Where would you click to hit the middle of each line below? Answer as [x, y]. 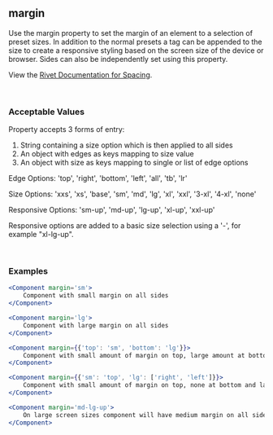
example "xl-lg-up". [41, 235]
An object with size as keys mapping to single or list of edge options [134, 163]
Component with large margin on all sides [96, 325]
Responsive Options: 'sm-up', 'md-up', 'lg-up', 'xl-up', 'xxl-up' [112, 210]
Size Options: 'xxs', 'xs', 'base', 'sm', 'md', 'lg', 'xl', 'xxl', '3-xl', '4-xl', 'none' [132, 194]
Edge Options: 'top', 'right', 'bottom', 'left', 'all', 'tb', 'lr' [98, 178]
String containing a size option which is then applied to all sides [126, 145]
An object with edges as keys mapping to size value [107, 154]
